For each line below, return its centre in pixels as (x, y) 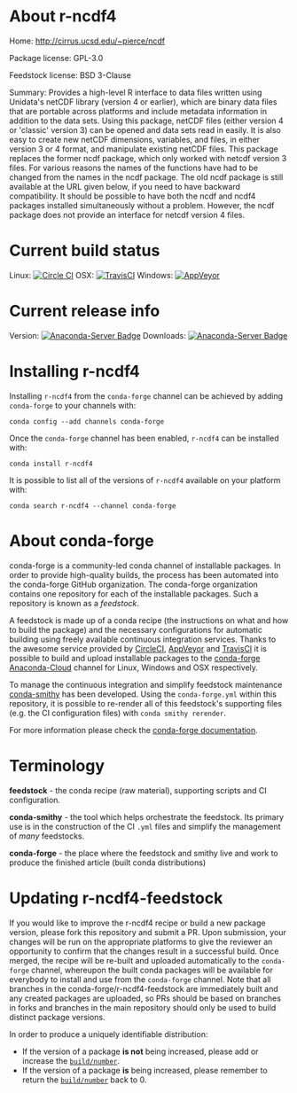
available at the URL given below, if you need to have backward (125, 186)
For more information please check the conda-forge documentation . (134, 730)
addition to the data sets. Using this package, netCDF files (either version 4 (146, 121)
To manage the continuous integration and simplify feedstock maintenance (146, 684)
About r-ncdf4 (63, 16)
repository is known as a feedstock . (74, 603)
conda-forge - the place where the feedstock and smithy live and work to (144, 853)
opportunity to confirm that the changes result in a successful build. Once (144, 951)
